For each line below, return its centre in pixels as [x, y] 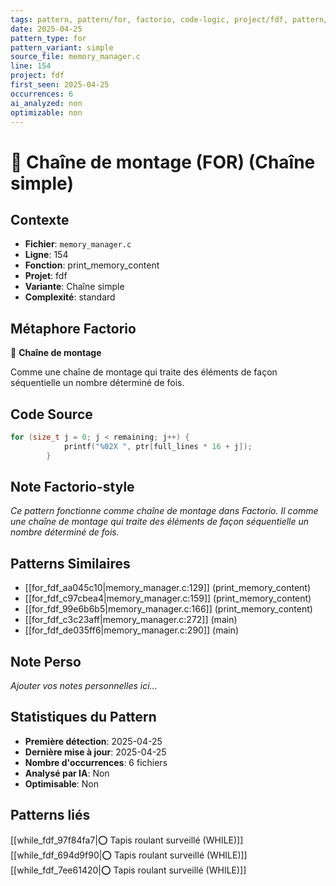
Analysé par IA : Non [67, 773]
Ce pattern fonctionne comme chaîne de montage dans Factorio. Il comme [164, 511]
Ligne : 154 [46, 255]
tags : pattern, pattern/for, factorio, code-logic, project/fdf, [149, 19]
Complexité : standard [70, 297]
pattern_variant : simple [62, 47]
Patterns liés [50, 815]
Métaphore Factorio [73, 328]
